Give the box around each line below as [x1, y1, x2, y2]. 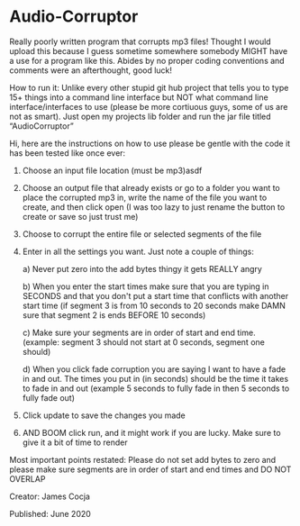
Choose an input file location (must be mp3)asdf [22, 165, 203, 176]
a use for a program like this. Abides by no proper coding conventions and [9, 55, 286, 66]
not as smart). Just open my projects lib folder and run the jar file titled [9, 111, 272, 122]
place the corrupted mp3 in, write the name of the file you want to [22, 192, 268, 203]
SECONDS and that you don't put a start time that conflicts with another [22, 290, 289, 301]
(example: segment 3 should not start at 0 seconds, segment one [22, 336, 266, 348]
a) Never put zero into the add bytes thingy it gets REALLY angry [22, 263, 263, 274]
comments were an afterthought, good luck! [9, 65, 173, 76]
